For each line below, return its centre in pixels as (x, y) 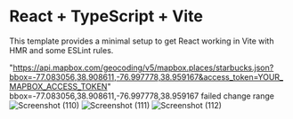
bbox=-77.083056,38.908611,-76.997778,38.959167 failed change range (142, 96)
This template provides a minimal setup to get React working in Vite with (142, 41)
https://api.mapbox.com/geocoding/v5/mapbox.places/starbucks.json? (143, 67)
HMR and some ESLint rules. (61, 50)
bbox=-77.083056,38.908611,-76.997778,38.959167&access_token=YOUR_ (146, 76)
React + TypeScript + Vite (106, 16)
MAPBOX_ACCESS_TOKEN (58, 86)
